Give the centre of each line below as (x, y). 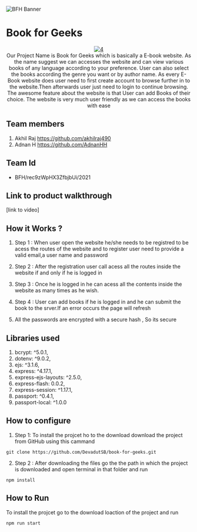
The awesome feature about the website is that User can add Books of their (99, 93)
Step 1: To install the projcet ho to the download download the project (99, 435)
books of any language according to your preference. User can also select (99, 68)
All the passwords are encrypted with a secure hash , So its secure (96, 320)
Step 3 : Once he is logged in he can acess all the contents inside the (98, 284)
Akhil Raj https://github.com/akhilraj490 (63, 138)
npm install (21, 480)
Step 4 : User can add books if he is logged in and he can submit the (98, 302)
